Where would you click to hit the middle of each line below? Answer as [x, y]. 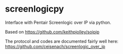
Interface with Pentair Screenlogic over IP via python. [58, 22]
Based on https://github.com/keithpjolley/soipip [52, 32]
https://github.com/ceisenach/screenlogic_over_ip [55, 46]
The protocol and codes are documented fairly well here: [62, 41]
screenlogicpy [35, 9]
